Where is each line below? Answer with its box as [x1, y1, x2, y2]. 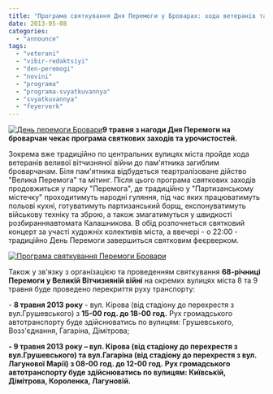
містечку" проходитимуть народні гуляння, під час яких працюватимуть [8, 193, 261, 202]
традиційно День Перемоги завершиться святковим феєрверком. [8, 236, 240, 245]
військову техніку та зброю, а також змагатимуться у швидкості [8, 210, 232, 219]
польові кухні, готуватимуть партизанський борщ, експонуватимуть [8, 201, 246, 211]
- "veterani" [15, 50, 60, 58]
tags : [8, 42, 27, 50]
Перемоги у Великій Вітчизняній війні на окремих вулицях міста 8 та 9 [8, 275, 258, 285]
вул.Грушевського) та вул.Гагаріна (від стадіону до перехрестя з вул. [8, 350, 258, 360]
